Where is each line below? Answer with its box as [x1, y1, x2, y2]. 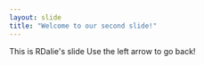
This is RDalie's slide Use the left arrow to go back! [9, 45, 196, 56]
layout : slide [9, 12, 62, 22]
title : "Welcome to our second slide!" [9, 21, 158, 30]
